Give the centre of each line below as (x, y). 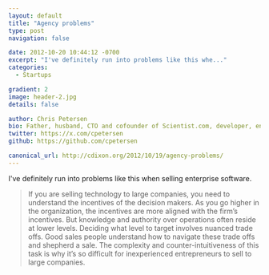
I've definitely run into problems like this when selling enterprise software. (130, 178)
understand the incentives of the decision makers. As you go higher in (144, 202)
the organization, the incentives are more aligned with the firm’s (133, 211)
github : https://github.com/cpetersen (73, 141)
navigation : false (39, 38)
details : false (34, 104)
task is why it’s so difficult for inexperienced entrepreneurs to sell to (140, 253)
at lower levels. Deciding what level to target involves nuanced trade (141, 228)
